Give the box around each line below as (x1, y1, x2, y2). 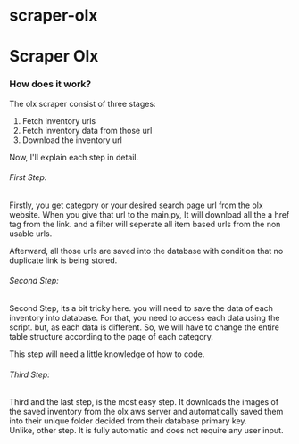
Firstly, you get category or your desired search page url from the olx (9, 200, 263, 210)
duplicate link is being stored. (9, 255, 118, 266)
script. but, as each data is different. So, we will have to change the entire (9, 322, 279, 333)
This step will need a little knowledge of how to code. (9, 349, 205, 359)
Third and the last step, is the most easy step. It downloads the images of (9, 397, 279, 407)
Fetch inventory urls (21, 115, 96, 126)
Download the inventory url (21, 135, 122, 145)
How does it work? (9, 78, 92, 90)
